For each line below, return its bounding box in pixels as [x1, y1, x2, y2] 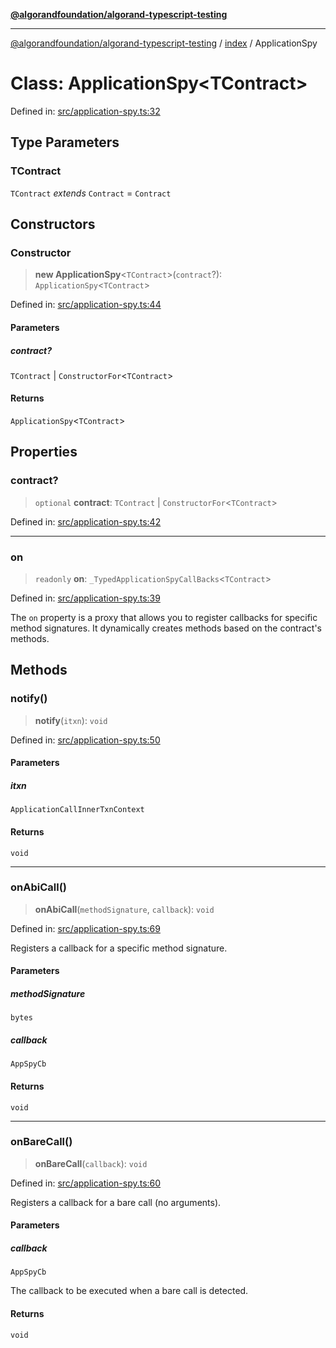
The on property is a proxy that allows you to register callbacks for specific [10, 612, 318, 624]
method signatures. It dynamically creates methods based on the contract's [10, 622, 322, 634]
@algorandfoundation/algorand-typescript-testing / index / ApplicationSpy [10, 37, 318, 49]
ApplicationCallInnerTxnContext [10, 805, 145, 815]
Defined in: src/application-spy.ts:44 [10, 299, 162, 311]
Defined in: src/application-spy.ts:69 [10, 922, 161, 934]
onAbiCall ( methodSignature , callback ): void [34, 903, 215, 915]
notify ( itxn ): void [34, 714, 108, 726]
